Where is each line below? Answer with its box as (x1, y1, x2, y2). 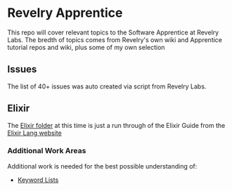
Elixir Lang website (7, 129, 62, 137)
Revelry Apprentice (7, 5, 123, 21)
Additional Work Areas (7, 146, 86, 156)
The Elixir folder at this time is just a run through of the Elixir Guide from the (7, 121, 226, 129)
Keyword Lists (17, 176, 59, 184)
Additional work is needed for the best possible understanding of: (7, 162, 198, 170)
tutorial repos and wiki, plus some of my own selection (7, 43, 165, 51)
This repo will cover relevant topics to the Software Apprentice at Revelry (7, 28, 219, 37)
